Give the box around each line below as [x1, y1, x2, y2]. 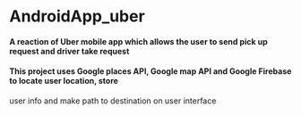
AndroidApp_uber [9, 6, 145, 27]
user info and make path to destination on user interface [9, 95, 217, 106]
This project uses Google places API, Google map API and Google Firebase [9, 66, 292, 77]
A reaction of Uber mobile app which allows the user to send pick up [9, 36, 268, 46]
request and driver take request [9, 45, 130, 56]
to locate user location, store [9, 76, 119, 86]
